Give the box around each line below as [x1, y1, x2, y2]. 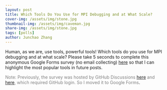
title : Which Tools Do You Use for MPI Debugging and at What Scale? [5, 12, 153, 17]
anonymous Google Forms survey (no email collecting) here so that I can [5, 59, 155, 65]
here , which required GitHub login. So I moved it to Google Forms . [5, 79, 141, 85]
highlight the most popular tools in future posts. [5, 64, 103, 70]
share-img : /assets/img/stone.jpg [5, 26, 77, 31]
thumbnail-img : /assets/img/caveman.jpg [5, 21, 91, 26]
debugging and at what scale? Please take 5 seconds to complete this [5, 54, 149, 60]
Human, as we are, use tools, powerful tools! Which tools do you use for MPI [5, 48, 162, 55]
